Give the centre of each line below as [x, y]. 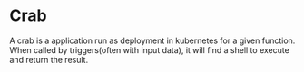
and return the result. [49, 59]
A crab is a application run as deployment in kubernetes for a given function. [152, 40]
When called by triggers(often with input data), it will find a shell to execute [150, 49]
